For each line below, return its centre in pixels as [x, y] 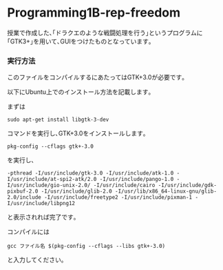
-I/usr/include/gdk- [187, 185]
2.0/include [24, 197]
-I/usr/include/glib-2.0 [76, 191]
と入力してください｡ [36, 260]
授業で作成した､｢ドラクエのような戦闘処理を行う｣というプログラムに [105, 32]
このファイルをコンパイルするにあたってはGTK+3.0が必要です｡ [96, 77]
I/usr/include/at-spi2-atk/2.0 [52, 180]
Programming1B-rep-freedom [94, 13]
